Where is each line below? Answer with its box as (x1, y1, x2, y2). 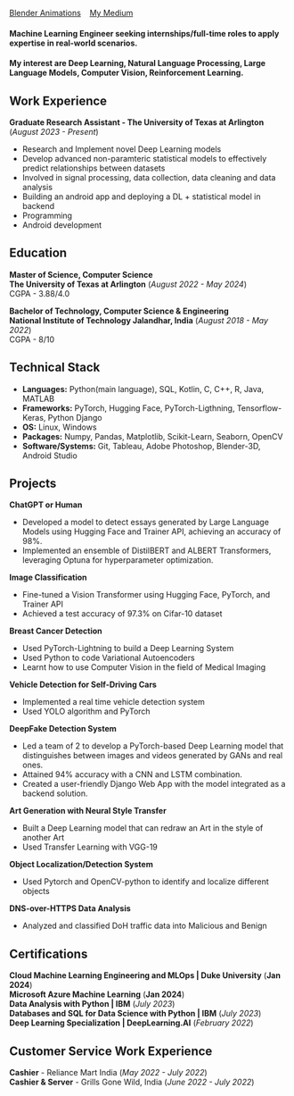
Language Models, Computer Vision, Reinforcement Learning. (9, 67, 244, 79)
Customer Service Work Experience (9, 1043, 213, 1058)
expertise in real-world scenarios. (9, 38, 138, 48)
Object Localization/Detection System (9, 859, 153, 870)
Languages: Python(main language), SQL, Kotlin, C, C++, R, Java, (21, 383, 265, 394)
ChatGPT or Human (9, 499, 83, 510)
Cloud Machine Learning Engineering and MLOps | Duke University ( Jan (9, 970, 281, 981)
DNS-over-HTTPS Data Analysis (9, 903, 131, 914)
